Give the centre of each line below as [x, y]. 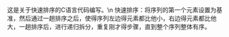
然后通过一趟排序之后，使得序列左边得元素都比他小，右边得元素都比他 [118, 18]
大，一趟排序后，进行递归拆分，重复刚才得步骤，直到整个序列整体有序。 [109, 27]
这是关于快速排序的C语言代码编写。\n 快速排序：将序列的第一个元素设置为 [112, 10]
